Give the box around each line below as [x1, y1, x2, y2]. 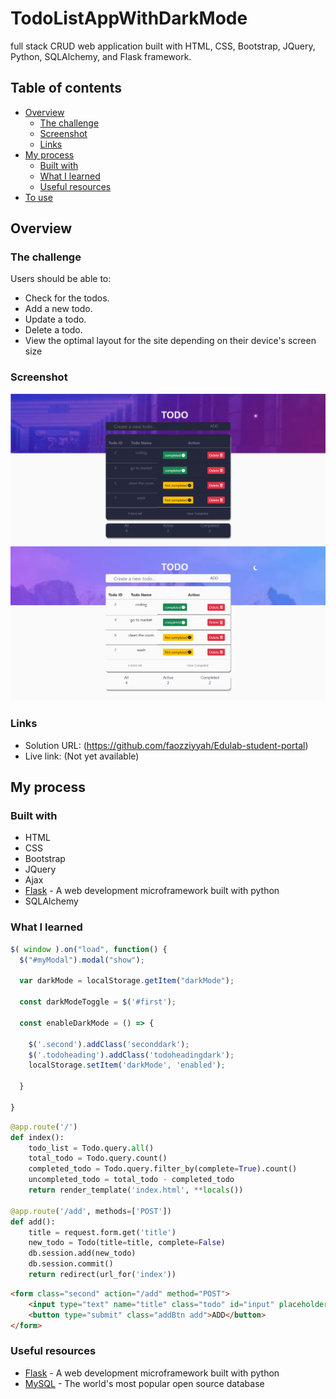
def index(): [10, 1132, 65, 1142]
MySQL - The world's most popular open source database [24, 1377, 265, 1389]
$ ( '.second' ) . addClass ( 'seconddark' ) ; [28, 1039, 190, 1049]
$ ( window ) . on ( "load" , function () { [10, 944, 168, 954]
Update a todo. [24, 313, 87, 326]
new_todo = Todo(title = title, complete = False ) [28, 1238, 226, 1248]
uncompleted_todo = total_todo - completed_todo [28, 1175, 235, 1185]
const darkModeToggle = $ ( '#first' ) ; [19, 997, 177, 1007]
